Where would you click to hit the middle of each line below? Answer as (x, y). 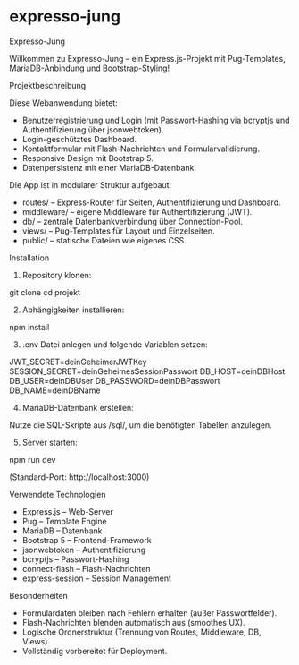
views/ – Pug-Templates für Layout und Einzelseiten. (119, 231)
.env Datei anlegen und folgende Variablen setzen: (115, 344)
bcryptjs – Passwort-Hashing (75, 559)
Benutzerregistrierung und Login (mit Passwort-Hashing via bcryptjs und (156, 120)
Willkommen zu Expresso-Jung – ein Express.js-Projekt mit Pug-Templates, (147, 58)
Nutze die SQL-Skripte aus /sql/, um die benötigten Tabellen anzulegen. (141, 425)
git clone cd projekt (45, 292)
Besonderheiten (39, 595)
